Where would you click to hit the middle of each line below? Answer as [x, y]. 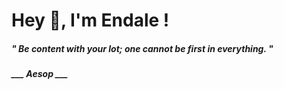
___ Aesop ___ [40, 74]
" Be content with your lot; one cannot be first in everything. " [142, 48]
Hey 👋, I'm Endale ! [90, 20]
